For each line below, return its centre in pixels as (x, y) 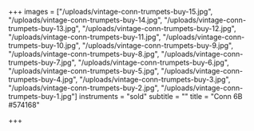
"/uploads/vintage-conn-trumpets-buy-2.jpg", (84, 88)
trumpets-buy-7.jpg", (42, 62)
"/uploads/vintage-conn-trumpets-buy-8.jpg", (84, 54)
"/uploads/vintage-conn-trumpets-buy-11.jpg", (85, 37)
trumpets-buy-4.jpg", (43, 79)
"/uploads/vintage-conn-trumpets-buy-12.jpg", (159, 28)
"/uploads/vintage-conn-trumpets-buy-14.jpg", (85, 20)
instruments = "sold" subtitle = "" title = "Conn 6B (161, 96)
